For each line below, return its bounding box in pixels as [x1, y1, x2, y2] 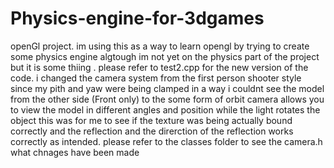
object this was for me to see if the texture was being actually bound [10, 114, 293, 126]
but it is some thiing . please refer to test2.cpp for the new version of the [10, 61, 309, 73]
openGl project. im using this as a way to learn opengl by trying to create [10, 40, 310, 52]
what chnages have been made [10, 146, 140, 158]
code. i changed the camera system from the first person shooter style [10, 72, 302, 84]
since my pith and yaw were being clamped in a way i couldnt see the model [10, 82, 325, 94]
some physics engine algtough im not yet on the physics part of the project [10, 50, 320, 62]
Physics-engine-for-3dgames [10, 7, 265, 30]
